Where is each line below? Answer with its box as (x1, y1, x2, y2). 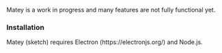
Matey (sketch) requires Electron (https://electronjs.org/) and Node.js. (6, 38, 203, 46)
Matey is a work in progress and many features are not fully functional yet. (6, 6, 216, 14)
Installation (6, 22, 45, 32)
